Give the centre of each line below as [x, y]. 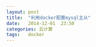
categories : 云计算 [29, 29]
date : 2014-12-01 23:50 [40, 23]
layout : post [23, 12]
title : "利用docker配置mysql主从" [49, 18]
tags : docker [26, 35]
